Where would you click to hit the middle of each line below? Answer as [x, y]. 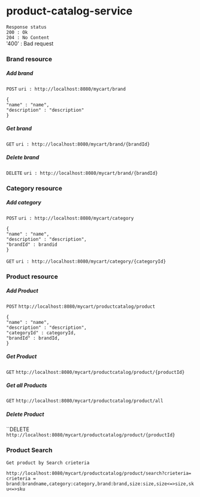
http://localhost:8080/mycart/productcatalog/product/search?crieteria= [99, 473]
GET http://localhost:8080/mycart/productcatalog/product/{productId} [96, 372]
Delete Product [25, 414]
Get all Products [27, 385]
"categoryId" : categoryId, [41, 333]
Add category [24, 203]
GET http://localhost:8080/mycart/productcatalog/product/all [85, 401]
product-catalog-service [69, 11]
